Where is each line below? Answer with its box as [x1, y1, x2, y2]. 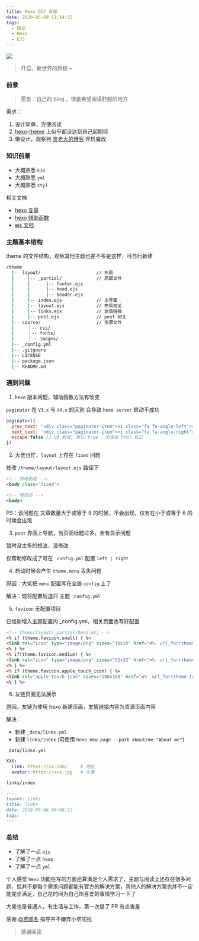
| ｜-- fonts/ [11, 330, 56, 336]
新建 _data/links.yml [14, 728, 67, 735]
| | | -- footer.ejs [11, 280, 84, 287]
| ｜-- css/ [11, 325, 51, 331]
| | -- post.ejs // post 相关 [11, 314, 127, 320]
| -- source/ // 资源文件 [11, 319, 123, 326]
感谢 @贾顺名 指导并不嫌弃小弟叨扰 [6, 915, 92, 923]
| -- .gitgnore [11, 347, 46, 353]
